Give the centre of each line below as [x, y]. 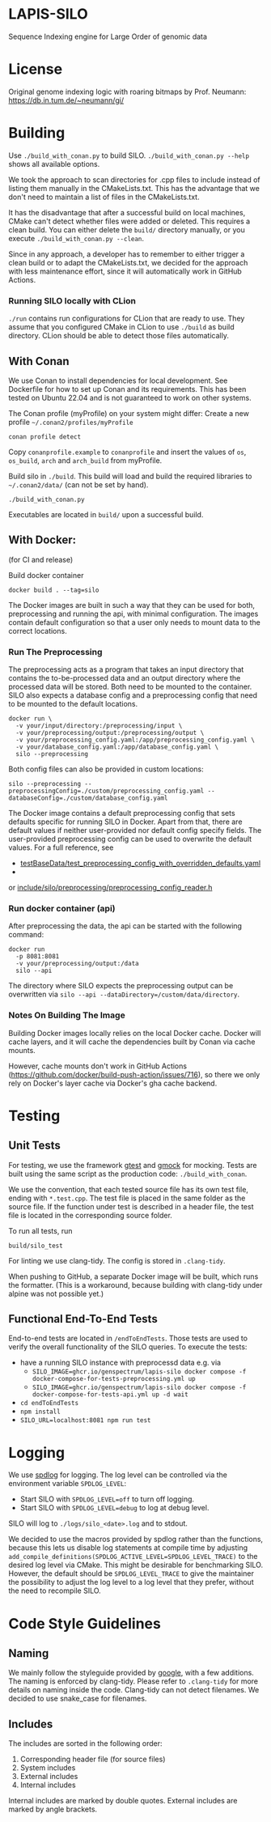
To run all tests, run [40, 1230]
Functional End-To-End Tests [83, 1319]
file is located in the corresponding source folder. [90, 1215]
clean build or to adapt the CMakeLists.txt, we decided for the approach [128, 262]
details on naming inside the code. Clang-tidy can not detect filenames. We [134, 1690]
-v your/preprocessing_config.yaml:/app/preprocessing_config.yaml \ [135, 740]
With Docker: [42, 540]
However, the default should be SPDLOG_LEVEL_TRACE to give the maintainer [131, 1574]
